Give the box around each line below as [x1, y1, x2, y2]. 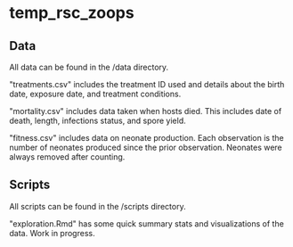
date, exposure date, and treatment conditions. [9, 88, 182, 99]
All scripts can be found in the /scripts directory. [9, 201, 186, 211]
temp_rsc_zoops [9, 3, 135, 23]
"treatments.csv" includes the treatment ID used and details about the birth [9, 79, 285, 89]
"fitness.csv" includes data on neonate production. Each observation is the [9, 133, 284, 143]
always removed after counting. [9, 152, 126, 162]
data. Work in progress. [9, 227, 95, 238]
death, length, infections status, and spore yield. [9, 115, 187, 126]
